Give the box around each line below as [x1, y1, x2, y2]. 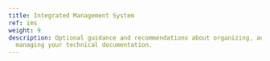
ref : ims [8, 19, 38, 27]
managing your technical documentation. [15, 41, 153, 49]
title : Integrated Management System [8, 11, 135, 20]
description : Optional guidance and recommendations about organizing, [8, 33, 253, 42]
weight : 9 [8, 26, 42, 34]
